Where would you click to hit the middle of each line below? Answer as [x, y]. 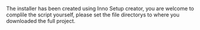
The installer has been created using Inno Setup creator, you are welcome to [100, 9]
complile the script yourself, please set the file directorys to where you [93, 15]
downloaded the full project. [41, 21]
